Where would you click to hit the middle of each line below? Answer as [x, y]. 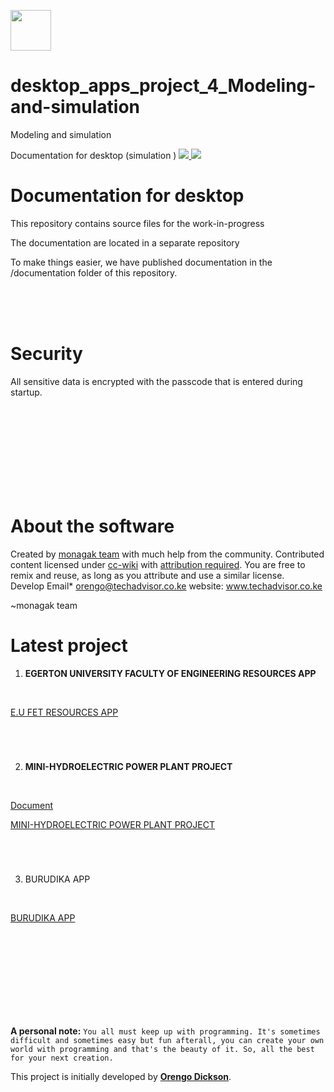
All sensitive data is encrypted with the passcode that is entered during [156, 381]
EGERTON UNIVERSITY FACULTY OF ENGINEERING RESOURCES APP [170, 673]
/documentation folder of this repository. [94, 272]
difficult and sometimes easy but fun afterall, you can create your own [167, 1041]
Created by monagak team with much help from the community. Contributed [167, 554]
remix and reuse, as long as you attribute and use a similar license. [147, 575]
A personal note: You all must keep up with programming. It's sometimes [165, 1031]
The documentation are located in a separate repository [125, 242]
